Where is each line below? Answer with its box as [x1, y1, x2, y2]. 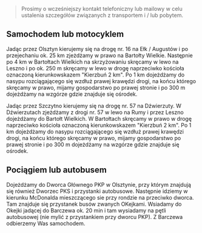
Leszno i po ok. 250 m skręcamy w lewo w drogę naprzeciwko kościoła [6, 64, 184, 72]
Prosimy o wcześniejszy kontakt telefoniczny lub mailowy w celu [21, 5, 183, 12]
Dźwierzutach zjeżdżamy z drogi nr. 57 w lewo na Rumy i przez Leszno [6, 109, 184, 116]
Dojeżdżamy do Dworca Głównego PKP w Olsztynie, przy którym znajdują [6, 181, 191, 188]
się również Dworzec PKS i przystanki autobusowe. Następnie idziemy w [6, 187, 188, 195]
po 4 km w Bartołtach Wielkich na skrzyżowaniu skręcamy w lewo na [6, 58, 179, 66]
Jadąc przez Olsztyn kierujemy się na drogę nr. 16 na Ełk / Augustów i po [6, 45, 189, 52]
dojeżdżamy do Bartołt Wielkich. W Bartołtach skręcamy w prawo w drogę [6, 115, 192, 122]
